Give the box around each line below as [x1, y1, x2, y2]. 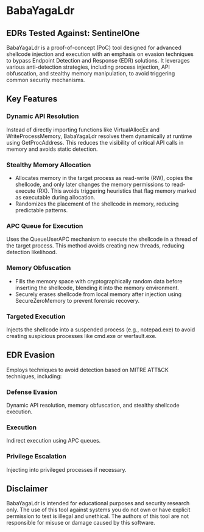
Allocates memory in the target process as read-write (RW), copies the [15, 174, 193, 181]
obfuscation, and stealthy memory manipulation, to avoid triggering [6, 70, 175, 77]
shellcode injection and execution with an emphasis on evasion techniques [6, 50, 194, 58]
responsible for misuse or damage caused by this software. [6, 519, 155, 527]
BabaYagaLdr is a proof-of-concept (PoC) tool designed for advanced [6, 44, 181, 51]
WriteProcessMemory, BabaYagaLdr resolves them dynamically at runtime [6, 132, 192, 140]
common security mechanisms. [6, 77, 85, 83]
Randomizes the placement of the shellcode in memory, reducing [15, 200, 179, 207]
